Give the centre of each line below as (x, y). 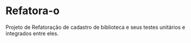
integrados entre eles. (32, 33)
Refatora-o (33, 11)
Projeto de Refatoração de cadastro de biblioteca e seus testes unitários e (95, 27)
